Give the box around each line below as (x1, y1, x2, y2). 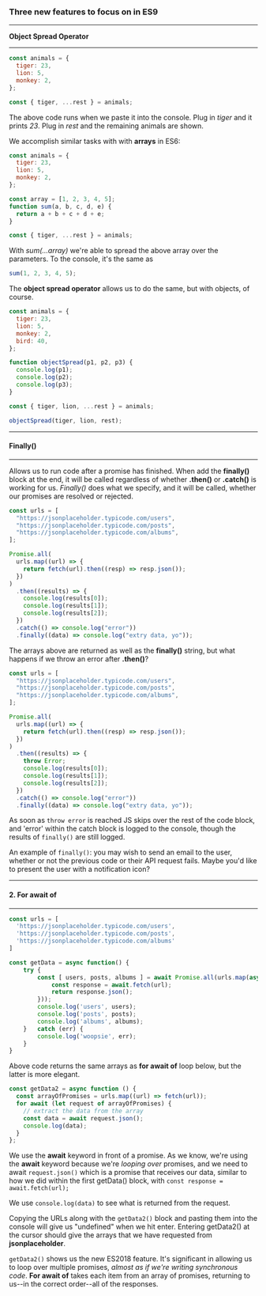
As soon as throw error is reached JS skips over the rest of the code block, (9, 816, 256, 825)
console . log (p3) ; (16, 381, 73, 389)
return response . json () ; (51, 988, 133, 996)
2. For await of (9, 889, 58, 900)
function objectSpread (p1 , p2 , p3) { (9, 358, 133, 366)
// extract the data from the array (23, 1107, 144, 1115)
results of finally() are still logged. (9, 832, 126, 842)
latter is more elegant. (9, 1070, 81, 1079)
